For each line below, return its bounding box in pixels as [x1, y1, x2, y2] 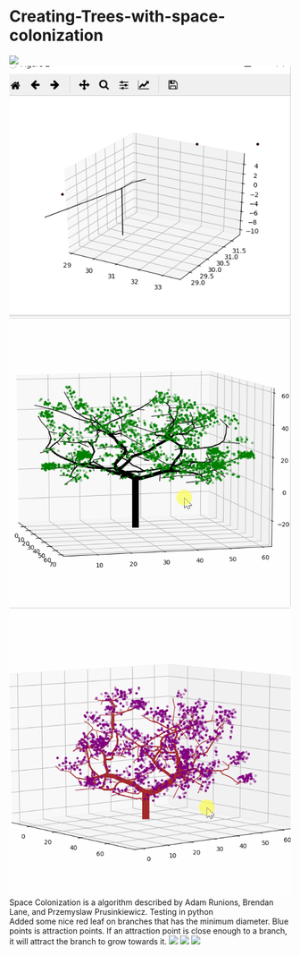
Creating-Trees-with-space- [9, 6, 226, 27]
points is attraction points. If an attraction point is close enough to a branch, [9, 925, 287, 936]
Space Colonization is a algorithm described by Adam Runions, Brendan [9, 897, 274, 908]
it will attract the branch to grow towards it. [9, 935, 168, 946]
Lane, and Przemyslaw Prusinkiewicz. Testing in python [9, 906, 214, 917]
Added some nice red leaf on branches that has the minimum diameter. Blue [9, 916, 289, 926]
